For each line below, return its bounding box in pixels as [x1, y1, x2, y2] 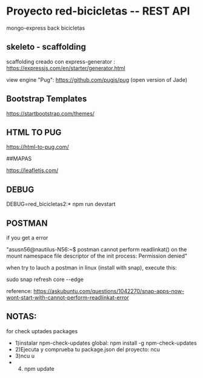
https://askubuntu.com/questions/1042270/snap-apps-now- [33, 288, 185, 294]
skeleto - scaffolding [6, 42, 87, 52]
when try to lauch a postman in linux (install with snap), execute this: [6, 264, 177, 271]
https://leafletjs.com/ [6, 167, 59, 174]
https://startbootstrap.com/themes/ [6, 110, 95, 117]
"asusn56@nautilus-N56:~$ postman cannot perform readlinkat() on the [6, 246, 187, 253]
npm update [24, 365, 55, 372]
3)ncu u [15, 352, 35, 359]
